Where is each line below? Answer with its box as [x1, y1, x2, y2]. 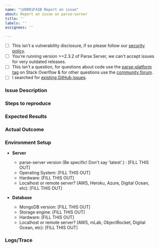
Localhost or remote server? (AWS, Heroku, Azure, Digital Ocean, [19, 180, 150, 186]
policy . [12, 48, 26, 54]
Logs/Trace [5, 237, 33, 244]
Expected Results [5, 113, 47, 120]
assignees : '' [5, 25, 34, 30]
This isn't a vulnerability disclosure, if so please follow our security [12, 43, 145, 49]
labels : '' [5, 20, 27, 26]
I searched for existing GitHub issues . [12, 75, 87, 81]
